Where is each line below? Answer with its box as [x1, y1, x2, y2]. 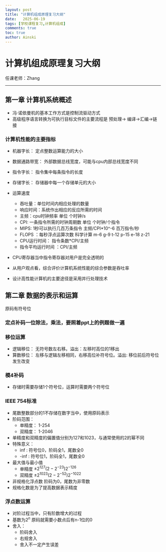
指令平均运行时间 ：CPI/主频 [19, 244, 78, 250]
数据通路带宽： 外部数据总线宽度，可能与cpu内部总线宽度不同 [12, 158, 138, 164]
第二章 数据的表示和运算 [5, 291, 78, 300]
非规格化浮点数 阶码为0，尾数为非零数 [12, 478, 90, 484]
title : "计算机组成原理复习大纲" [5, 12, 66, 17]
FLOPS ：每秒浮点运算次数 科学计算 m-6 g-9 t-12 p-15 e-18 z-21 [19, 231, 150, 237]
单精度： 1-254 [19, 422, 50, 428]
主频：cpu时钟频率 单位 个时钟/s [19, 213, 86, 219]
